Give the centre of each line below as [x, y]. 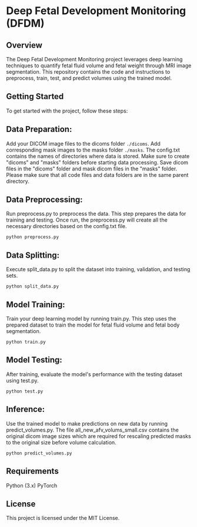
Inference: [26, 409]
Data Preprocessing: [45, 200]
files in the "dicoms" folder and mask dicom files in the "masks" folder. [92, 169]
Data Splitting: [33, 255]
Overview [24, 45]
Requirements [32, 471]
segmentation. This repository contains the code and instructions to [88, 72]
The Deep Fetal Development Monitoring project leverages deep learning [94, 59]
